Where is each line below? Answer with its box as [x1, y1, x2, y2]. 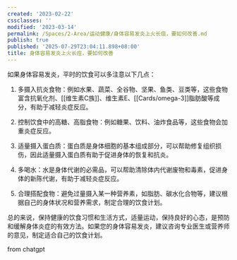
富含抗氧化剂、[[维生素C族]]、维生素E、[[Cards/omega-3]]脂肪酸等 [17, 93, 214, 102]
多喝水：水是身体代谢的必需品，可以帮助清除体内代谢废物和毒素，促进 [17, 165, 222, 174]
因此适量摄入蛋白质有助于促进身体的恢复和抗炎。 [30, 150, 173, 159]
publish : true [7, 37, 49, 44]
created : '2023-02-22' [7, 10, 74, 18]
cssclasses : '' [7, 17, 52, 24]
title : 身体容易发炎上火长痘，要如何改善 [7, 50, 114, 57]
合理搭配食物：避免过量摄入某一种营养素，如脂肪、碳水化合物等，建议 [17, 189, 222, 198]
